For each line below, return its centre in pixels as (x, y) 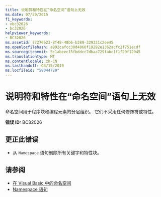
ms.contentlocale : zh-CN (31, 61)
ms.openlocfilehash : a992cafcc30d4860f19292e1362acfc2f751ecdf (73, 47)
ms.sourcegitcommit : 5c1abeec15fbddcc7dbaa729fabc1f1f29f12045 (73, 52)
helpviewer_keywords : (28, 33)
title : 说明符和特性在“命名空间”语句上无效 (45, 10)
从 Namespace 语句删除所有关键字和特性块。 (57, 152)
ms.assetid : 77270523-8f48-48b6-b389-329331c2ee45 (59, 43)
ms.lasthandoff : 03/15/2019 (35, 66)
